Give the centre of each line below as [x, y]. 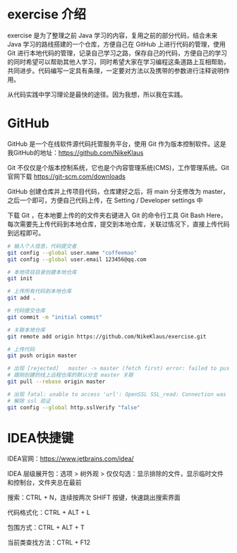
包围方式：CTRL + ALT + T [46, 528]
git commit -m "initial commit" [55, 317]
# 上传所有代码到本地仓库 [39, 291]
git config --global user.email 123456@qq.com [77, 259]
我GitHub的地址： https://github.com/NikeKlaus [75, 152]
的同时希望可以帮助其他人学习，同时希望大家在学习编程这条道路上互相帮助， [119, 61]
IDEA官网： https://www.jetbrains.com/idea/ [71, 458]
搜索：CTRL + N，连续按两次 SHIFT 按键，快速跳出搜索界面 [94, 497]
